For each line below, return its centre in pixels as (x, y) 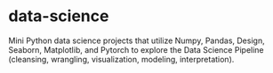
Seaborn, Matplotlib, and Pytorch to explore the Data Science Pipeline (136, 49)
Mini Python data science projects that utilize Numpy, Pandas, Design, (136, 40)
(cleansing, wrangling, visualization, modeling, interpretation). (121, 59)
